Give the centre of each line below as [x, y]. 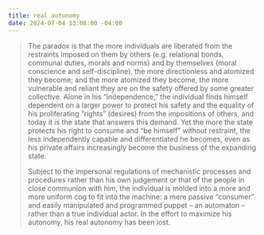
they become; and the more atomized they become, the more [128, 80]
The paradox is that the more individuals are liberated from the [130, 45]
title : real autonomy [44, 16]
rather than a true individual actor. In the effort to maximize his [130, 213]
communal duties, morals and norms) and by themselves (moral [132, 63]
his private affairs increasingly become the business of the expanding [142, 147]
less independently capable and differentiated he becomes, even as [139, 139]
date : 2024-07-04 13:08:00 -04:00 [66, 23]
